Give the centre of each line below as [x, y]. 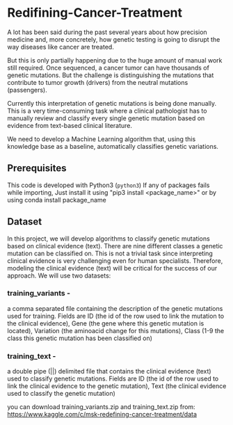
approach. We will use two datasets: [59, 275]
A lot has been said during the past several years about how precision [107, 32]
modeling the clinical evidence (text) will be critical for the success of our [112, 268]
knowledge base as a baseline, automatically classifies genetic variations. [113, 146]
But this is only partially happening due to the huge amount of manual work [115, 60]
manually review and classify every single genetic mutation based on [106, 118]
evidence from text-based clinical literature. [70, 125]
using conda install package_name [57, 200]
